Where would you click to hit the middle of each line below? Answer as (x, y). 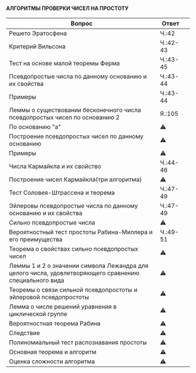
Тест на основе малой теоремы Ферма (64, 63)
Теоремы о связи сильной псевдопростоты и (73, 290)
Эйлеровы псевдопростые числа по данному (73, 206)
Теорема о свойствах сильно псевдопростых (73, 249)
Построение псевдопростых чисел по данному (76, 136)
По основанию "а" (35, 127)
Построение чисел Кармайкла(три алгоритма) (75, 179)
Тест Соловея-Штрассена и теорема (62, 193)
